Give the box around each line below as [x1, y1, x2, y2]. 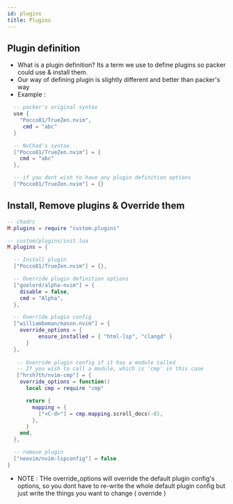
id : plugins [7, 10, 42, 17]
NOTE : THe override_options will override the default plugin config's [17, 474, 215, 482]
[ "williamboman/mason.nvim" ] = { [13, 320, 111, 327]
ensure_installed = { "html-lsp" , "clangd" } [38, 333, 172, 340]
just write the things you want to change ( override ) [17, 489, 166, 497]
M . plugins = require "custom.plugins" [7, 225, 120, 231]
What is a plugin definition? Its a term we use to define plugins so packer [17, 60, 226, 70]
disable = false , [19, 288, 70, 295]
